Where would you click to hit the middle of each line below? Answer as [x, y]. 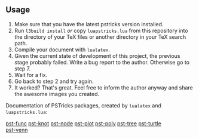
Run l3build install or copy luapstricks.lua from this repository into [101, 30]
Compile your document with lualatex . [62, 50]
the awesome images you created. [57, 94]
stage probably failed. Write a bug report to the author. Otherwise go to [102, 62]
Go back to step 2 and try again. [54, 81]
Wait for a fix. [31, 75]
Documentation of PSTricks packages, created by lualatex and [84, 105]
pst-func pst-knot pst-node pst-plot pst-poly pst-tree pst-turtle [84, 123]
